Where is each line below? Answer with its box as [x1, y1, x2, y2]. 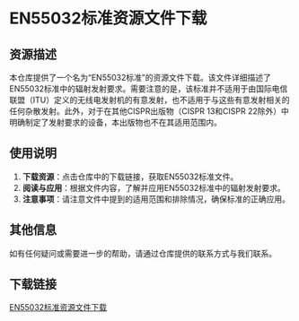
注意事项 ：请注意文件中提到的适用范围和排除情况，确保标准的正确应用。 [22, 194, 290, 204]
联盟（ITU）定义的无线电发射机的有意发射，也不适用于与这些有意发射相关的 [9, 95, 290, 105]
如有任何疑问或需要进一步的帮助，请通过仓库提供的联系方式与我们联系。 [9, 247, 277, 258]
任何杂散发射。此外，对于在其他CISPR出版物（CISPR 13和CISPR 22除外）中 [9, 106, 290, 117]
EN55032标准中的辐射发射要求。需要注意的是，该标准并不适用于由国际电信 [9, 83, 288, 94]
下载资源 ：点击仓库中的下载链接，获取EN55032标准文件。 [22, 171, 239, 182]
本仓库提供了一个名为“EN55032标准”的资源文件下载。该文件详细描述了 [9, 73, 271, 82]
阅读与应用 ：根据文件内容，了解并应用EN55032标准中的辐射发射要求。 [22, 182, 286, 193]
